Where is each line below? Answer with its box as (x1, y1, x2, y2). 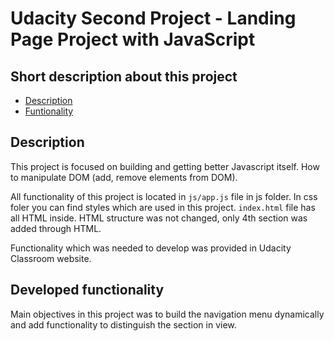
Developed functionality (10, 282, 165, 299)
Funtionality (24, 105, 74, 117)
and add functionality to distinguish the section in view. (10, 318, 237, 331)
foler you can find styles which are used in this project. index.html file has (10, 201, 316, 213)
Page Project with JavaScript (10, 28, 256, 51)
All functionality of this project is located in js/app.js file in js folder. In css (10, 190, 318, 202)
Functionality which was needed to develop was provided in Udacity (10, 242, 292, 254)
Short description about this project (10, 68, 238, 85)
